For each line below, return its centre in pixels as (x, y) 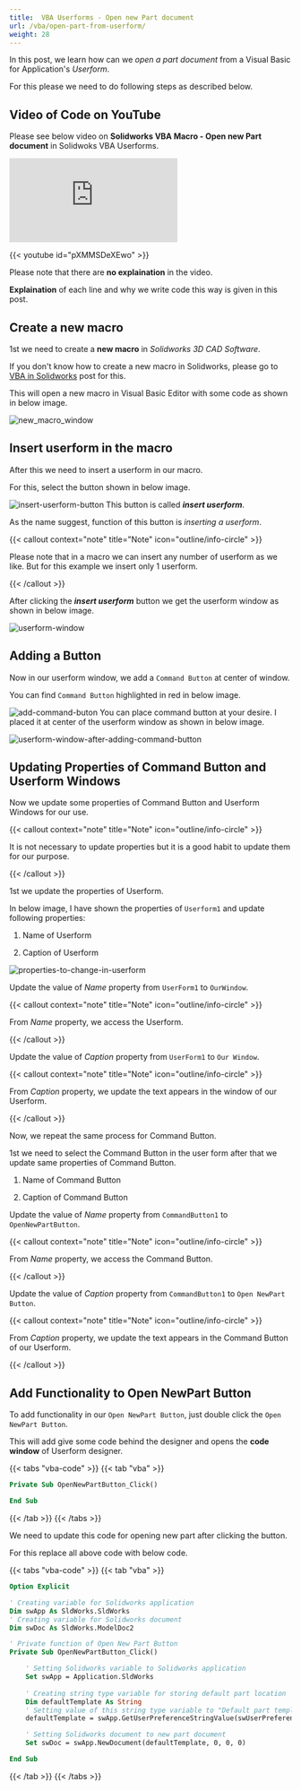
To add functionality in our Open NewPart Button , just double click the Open (146, 1415)
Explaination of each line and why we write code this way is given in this (143, 290)
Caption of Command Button (75, 1198)
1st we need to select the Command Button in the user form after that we (143, 1153)
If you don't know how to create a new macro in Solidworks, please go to (144, 366)
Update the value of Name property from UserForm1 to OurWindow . (129, 987)
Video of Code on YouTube (85, 114)
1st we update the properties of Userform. (86, 891)
